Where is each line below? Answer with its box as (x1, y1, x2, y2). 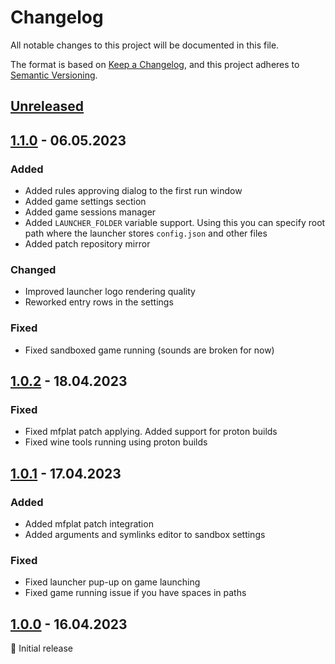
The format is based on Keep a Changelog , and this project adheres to (10, 58, 300, 70)
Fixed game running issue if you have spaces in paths (24, 587, 247, 599)
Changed (10, 262, 57, 276)
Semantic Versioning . (10, 69, 98, 81)
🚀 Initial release (10, 642, 74, 655)
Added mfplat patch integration (24, 517, 154, 530)
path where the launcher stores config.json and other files (24, 227, 268, 240)
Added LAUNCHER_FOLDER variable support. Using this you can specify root (24, 217, 326, 229)
